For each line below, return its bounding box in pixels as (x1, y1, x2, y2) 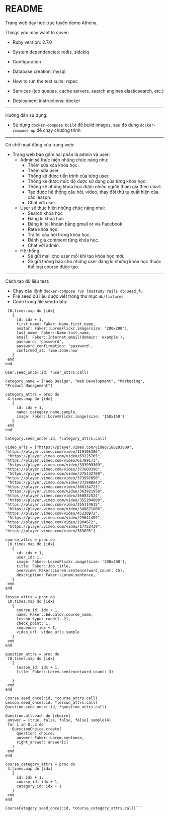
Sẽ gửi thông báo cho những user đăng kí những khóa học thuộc (27, 258, 162, 264)
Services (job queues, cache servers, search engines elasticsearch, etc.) (12, 88, 164, 94)
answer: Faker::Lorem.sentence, (16, 735, 84, 740)
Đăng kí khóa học (27, 215, 64, 221)
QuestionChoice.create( (12, 726, 62, 731)
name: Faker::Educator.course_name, (16, 612, 94, 617)
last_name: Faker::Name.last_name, (16, 330, 92, 335)
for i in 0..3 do (7, 722, 44, 727)
